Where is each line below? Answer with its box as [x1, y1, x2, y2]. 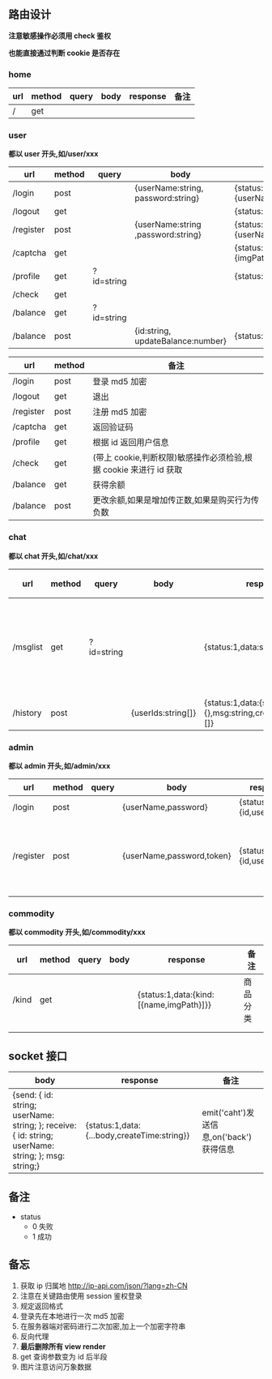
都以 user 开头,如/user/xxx [8, 149, 99, 159]
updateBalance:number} [134, 336, 227, 347]
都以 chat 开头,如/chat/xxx [8, 550, 99, 561]
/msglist [12, 641, 43, 653]
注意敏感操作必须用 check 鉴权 [8, 31, 112, 41]
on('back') [211, 1132, 253, 1143]
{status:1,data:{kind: [137, 989, 215, 1000]
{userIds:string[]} [130, 707, 197, 718]
